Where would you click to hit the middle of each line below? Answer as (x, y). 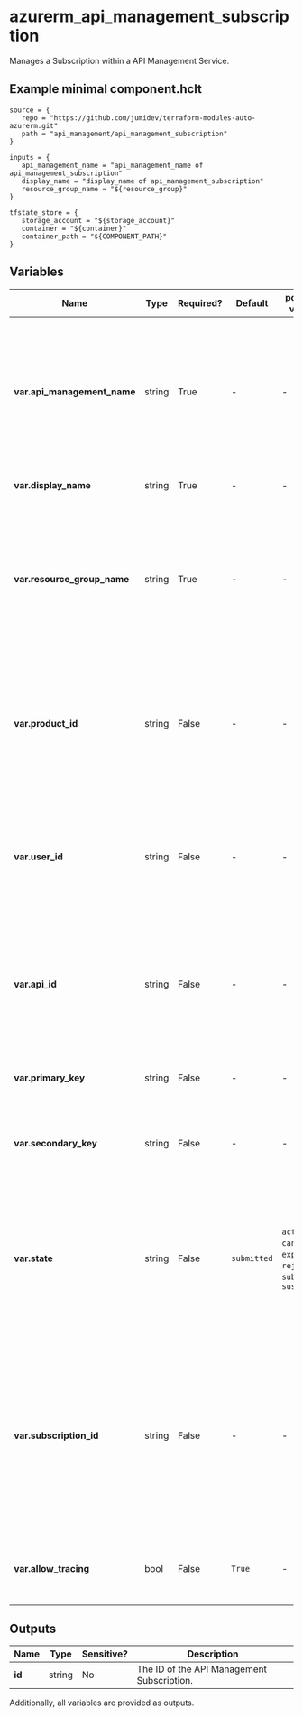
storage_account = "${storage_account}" (98, 220)
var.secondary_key (55, 1143)
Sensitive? (105, 1654)
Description (213, 1654)
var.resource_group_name (72, 579)
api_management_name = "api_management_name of (112, 165)
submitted (252, 1258)
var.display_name (53, 485)
